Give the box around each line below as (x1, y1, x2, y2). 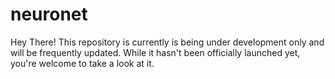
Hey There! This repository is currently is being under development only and (10, 36, 325, 48)
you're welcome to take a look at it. (10, 57, 155, 69)
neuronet (10, 3, 88, 26)
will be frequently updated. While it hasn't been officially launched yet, (10, 46, 301, 58)
